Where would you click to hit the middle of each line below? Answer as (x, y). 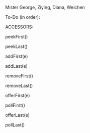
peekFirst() (17, 37)
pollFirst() (15, 105)
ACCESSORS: (19, 27)
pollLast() (15, 125)
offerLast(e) (18, 115)
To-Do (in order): (23, 17)
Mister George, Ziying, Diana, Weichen (45, 7)
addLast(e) (16, 66)
